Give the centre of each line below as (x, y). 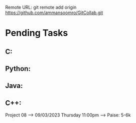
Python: (18, 68)
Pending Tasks (37, 33)
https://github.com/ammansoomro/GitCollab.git (54, 13)
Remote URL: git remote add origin (41, 7)
